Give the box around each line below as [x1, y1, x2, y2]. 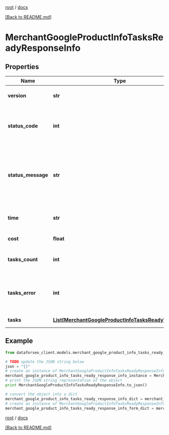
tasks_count [8, 256, 38, 263]
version [8, 92, 27, 99]
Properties [5, 63, 39, 71]
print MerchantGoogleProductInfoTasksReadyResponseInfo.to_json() [5, 383, 147, 388]
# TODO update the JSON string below [5, 359, 84, 364]
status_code [8, 122, 38, 129]
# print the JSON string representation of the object [5, 378, 123, 383]
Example [5, 337, 33, 345]
